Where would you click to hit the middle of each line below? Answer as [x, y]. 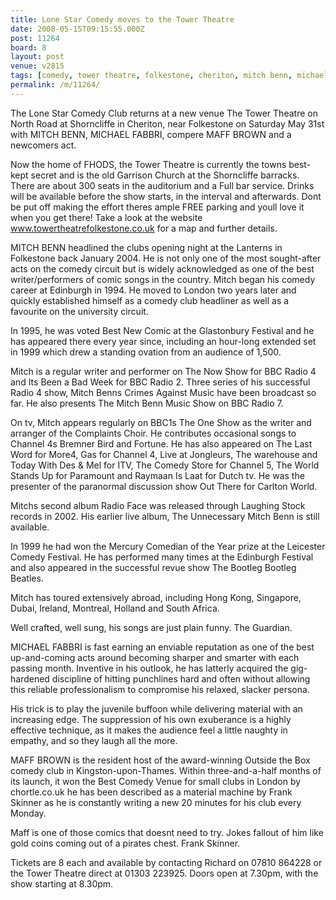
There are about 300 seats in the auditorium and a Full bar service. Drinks [162, 185]
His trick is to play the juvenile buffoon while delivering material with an [156, 708]
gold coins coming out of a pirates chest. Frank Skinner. [125, 843]
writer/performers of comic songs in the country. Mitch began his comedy [163, 279]
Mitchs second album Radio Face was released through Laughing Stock [158, 505]
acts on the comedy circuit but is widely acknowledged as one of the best [162, 268]
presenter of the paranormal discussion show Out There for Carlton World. [164, 486]
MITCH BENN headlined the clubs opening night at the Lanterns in [146, 247]
